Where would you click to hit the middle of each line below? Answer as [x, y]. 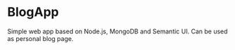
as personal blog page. [40, 38]
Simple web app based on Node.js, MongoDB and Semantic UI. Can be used [117, 31]
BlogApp [33, 12]
